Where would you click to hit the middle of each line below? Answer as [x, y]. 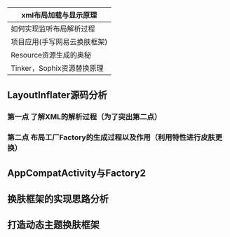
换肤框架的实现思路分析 [58, 199]
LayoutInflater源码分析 [57, 95]
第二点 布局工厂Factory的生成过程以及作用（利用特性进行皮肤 [111, 137]
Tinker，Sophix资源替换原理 [57, 68]
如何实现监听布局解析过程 [53, 29]
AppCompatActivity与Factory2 [76, 173]
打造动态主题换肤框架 [53, 225]
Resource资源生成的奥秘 [51, 55]
